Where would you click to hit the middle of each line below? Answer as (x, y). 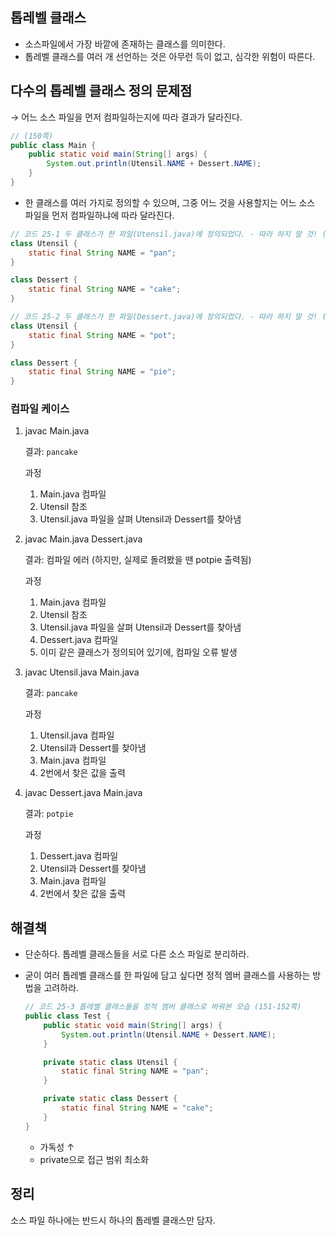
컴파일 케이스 (40, 409)
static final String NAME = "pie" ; (102, 372)
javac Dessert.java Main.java (83, 793)
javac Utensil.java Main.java (82, 672)
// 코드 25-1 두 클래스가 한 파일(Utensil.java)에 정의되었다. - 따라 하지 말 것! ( (168, 234)
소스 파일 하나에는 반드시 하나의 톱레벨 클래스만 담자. (113, 1220)
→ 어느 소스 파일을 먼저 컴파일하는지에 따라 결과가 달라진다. (126, 117)
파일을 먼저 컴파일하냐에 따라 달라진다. (99, 215)
